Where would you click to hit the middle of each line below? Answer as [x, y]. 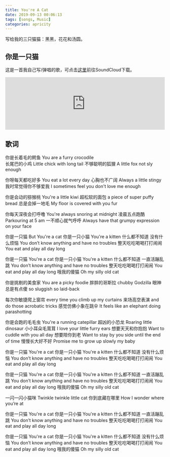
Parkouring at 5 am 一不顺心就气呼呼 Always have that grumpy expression [82, 220]
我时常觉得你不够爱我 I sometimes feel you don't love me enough [73, 186]
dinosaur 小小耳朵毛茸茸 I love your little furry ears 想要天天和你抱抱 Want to [85, 328]
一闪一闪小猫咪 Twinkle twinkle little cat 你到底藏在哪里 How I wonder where [85, 398]
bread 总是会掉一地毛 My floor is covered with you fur [61, 203]
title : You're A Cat [27, 10]
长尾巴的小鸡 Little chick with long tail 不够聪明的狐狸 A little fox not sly [79, 164]
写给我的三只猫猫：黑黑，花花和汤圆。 [45, 39]
